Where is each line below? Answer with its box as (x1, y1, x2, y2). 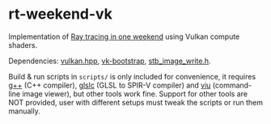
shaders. (8, 40, 38, 49)
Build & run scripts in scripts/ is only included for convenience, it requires (8, 71, 256, 81)
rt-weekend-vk (8, 5, 113, 24)
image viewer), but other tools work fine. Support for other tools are (22, 88, 248, 98)
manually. (8, 106, 40, 116)
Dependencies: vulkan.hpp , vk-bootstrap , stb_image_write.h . (8, 56, 212, 66)
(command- (212, 80, 252, 90)
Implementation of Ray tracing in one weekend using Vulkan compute (8, 32, 240, 41)
